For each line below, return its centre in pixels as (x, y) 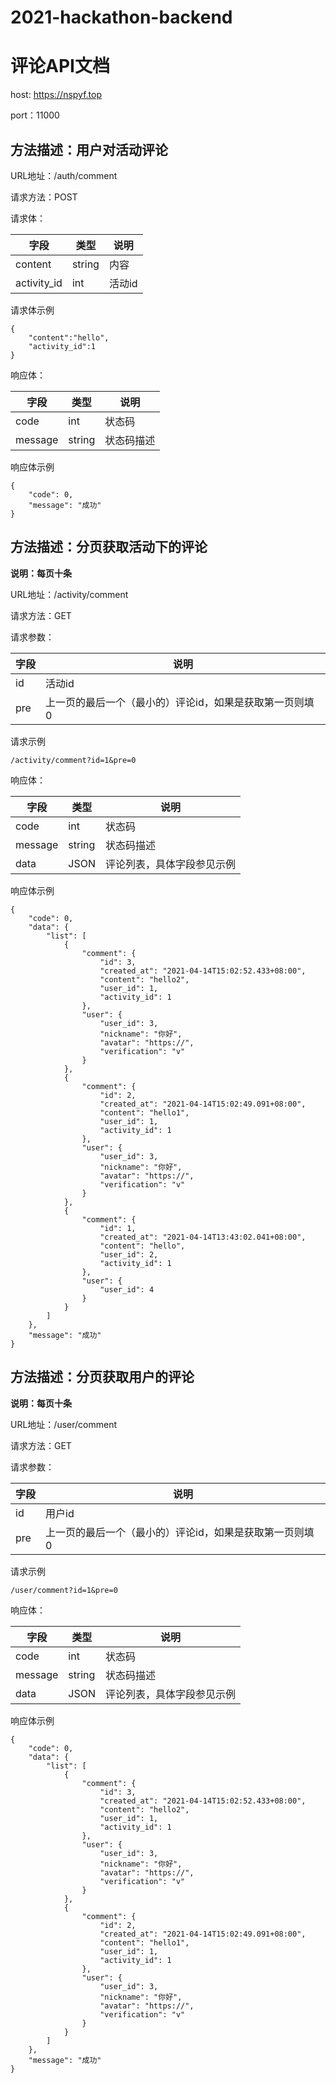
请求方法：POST (44, 197)
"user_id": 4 (127, 1289)
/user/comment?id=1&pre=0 (64, 1590)
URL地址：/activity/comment (69, 594)
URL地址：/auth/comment (64, 175)
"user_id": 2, (129, 1254)
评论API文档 (60, 66)
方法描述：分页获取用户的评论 (102, 1377)
